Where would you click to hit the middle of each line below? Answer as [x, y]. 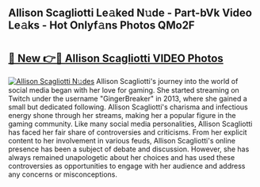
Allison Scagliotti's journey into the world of [167, 81]
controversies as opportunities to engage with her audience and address [127, 166]
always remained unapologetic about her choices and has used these [122, 157]
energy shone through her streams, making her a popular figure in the [122, 115]
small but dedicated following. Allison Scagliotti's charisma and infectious [128, 107]
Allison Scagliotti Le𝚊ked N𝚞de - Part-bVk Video [130, 13]
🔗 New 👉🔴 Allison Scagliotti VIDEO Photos [116, 58]
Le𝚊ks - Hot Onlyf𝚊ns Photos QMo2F [102, 26]
